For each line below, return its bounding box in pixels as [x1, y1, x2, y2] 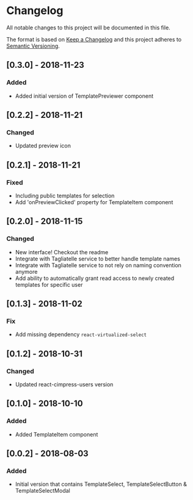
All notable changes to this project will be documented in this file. [6, 24, 171, 31]
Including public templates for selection [15, 192, 115, 199]
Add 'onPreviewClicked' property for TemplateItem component [15, 199, 173, 205]
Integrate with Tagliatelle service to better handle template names [15, 255, 180, 262]
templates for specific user [15, 281, 83, 288]
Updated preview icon [15, 142, 71, 150]
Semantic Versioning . [6, 42, 60, 50]
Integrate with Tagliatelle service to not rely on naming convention [15, 261, 182, 269]
